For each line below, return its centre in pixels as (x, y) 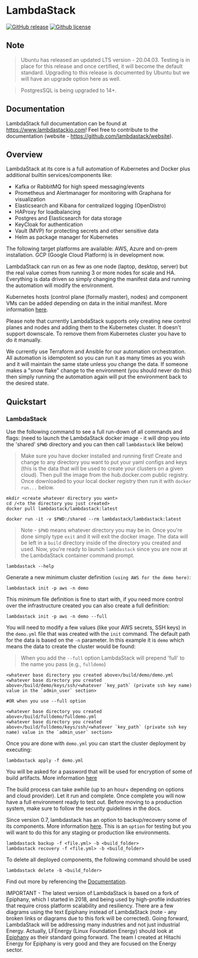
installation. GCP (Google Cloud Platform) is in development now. (85, 255)
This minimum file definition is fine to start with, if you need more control (95, 599)
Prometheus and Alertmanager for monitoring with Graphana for (93, 193)
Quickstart (26, 402)
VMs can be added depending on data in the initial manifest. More (87, 303)
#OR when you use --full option (46, 701)
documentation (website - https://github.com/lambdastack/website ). (90, 136)
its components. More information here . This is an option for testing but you (99, 826)
